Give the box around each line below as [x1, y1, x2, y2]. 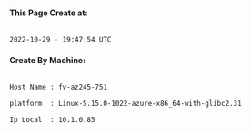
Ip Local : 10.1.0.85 [9, 116, 95, 125]
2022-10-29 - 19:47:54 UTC [9, 35, 112, 44]
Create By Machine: [9, 54, 86, 65]
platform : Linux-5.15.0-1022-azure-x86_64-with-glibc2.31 [9, 99, 243, 108]
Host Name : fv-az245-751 [9, 82, 107, 92]
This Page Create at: [9, 7, 88, 18]
